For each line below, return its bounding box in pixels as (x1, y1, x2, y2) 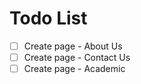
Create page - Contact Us (23, 52, 131, 63)
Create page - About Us (23, 40, 123, 52)
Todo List (9, 7, 88, 30)
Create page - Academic (23, 63, 126, 75)
